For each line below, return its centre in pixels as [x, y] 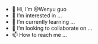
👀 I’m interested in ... [37, 15]
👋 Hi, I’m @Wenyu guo [39, 9]
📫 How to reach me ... [39, 35]
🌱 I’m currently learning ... [43, 22]
